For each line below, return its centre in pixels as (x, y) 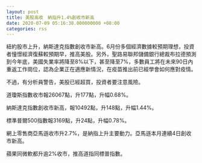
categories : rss (27, 29)
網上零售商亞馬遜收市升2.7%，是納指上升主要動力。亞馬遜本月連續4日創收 (99, 133)
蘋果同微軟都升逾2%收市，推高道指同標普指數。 (66, 154)
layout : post (23, 12)
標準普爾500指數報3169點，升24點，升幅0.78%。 (68, 121)
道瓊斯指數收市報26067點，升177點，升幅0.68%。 (69, 95)
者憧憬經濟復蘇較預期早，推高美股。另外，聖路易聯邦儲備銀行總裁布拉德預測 (101, 54)
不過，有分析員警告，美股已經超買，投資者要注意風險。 (75, 82)
